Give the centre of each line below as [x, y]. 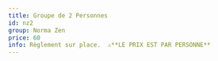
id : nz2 [21, 23]
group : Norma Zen [37, 30]
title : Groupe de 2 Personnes [58, 15]
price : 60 [25, 38]
